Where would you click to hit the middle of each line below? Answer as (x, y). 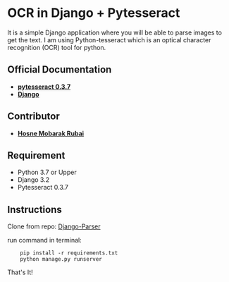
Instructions (35, 209)
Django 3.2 (33, 180)
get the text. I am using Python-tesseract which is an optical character (109, 39)
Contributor (33, 117)
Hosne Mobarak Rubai (51, 133)
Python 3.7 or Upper (47, 172)
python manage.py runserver (61, 259)
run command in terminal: (45, 240)
